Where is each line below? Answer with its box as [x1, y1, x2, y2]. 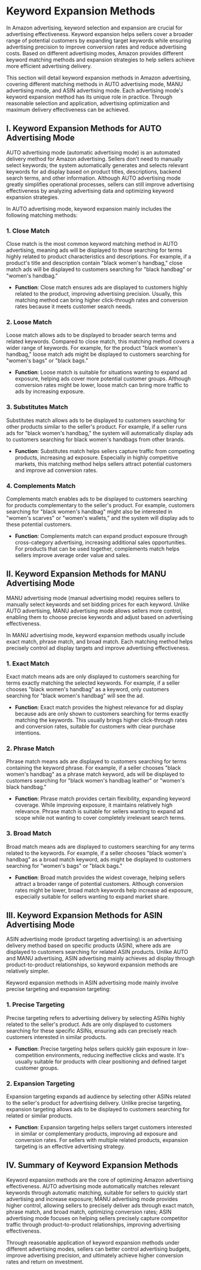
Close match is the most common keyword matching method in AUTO [6, 240, 178, 248]
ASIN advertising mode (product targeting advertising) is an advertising [6, 936, 182, 943]
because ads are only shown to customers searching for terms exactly [14, 710, 189, 718]
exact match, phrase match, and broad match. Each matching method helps [6, 638, 193, 645]
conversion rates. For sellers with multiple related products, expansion [14, 1137, 188, 1144]
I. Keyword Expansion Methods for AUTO [6, 123, 162, 133]
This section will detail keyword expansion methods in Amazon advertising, [6, 74, 191, 81]
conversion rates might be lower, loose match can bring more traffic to [14, 382, 189, 389]
